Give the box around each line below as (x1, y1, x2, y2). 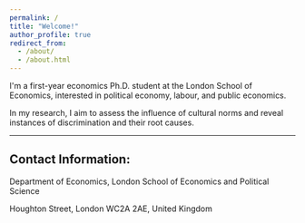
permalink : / (9, 13, 59, 23)
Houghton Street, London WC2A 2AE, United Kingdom (9, 203, 213, 214)
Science (9, 185, 40, 196)
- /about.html (17, 55, 71, 64)
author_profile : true (9, 30, 92, 39)
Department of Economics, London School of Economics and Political (9, 176, 270, 187)
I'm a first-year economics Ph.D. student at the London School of (9, 81, 252, 91)
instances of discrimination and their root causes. (9, 117, 195, 128)
